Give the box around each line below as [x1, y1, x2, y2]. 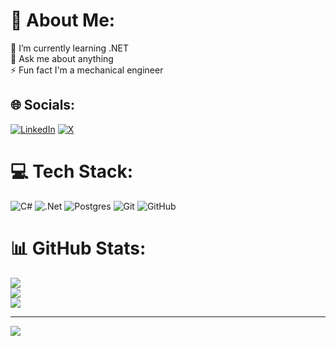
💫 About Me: [10, 9, 116, 32]
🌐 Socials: [10, 97, 76, 114]
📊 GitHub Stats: [10, 237, 147, 259]
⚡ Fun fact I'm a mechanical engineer [10, 64, 164, 76]
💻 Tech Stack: [10, 160, 134, 183]
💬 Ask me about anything [10, 52, 114, 64]
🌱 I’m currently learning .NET [10, 42, 130, 54]
